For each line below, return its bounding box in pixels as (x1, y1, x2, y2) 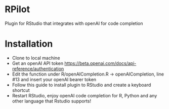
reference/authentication (12, 65, 64, 71)
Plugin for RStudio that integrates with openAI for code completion (5, 20, 143, 26)
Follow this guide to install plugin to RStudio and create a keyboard (12, 82, 151, 88)
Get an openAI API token (12, 60, 64, 66)
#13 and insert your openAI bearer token (12, 76, 97, 82)
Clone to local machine (12, 55, 60, 61)
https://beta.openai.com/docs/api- (64, 60, 137, 66)
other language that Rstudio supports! (12, 98, 92, 104)
